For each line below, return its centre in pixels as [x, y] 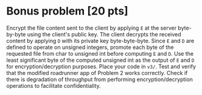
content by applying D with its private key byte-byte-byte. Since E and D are [100, 41]
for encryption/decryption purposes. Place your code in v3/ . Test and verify [101, 66]
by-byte [16, 34]
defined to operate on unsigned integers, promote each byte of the [90, 47]
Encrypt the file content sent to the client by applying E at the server [92, 28]
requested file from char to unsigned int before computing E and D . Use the [100, 53]
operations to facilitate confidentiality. [54, 85]
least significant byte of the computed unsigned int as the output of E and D [100, 60]
